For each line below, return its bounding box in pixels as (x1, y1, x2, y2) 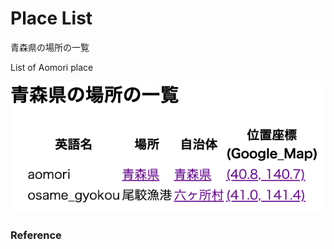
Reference (10, 228, 62, 242)
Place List (10, 7, 93, 30)
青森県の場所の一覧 (10, 41, 90, 53)
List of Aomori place (10, 61, 94, 73)
